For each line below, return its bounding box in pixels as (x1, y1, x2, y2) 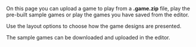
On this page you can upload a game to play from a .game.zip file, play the (6, 5, 191, 12)
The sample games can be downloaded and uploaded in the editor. (6, 34, 171, 41)
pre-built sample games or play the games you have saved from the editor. (6, 11, 189, 18)
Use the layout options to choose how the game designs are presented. (6, 23, 182, 29)
